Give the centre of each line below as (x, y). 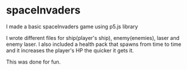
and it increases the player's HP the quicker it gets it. (70, 50)
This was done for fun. (34, 62)
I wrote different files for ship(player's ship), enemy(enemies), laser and (93, 38)
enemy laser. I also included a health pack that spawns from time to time (94, 44)
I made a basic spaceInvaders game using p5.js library (72, 26)
